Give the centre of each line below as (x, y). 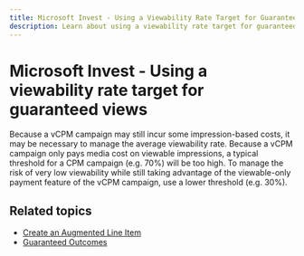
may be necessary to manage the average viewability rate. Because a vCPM (151, 144)
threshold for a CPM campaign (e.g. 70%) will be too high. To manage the (147, 163)
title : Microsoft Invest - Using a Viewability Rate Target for (133, 18)
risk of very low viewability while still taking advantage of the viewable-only (150, 173)
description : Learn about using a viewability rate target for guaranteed (153, 26)
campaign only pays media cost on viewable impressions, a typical (134, 154)
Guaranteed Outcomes (65, 242)
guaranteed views (78, 109)
